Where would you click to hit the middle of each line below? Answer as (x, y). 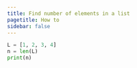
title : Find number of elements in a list (68, 13)
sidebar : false (29, 26)
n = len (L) (23, 52)
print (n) (20, 58)
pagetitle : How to (33, 20)
